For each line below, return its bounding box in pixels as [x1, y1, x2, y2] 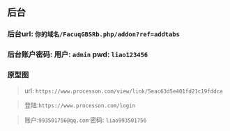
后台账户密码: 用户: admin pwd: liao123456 [7, 49, 148, 59]
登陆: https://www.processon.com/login [24, 100, 136, 109]
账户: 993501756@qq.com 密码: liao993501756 [24, 116, 147, 124]
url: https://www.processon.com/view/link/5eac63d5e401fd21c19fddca [24, 86, 223, 95]
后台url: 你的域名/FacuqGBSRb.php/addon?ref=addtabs [7, 29, 180, 39]
